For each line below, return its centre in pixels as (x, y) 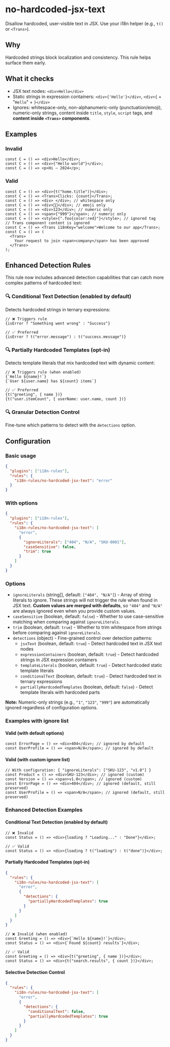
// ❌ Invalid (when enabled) (36, 934)
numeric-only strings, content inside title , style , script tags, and (82, 113)
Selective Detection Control (35, 972)
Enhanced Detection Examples (44, 810)
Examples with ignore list (37, 721)
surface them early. (26, 63)
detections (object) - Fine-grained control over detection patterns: (82, 638)
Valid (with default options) (35, 733)
